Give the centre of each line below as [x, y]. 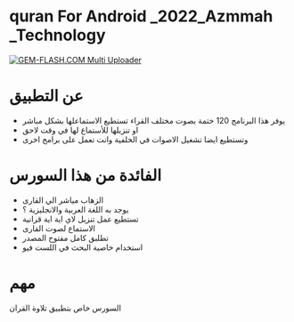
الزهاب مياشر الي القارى [63, 200]
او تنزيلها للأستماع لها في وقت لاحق [80, 130]
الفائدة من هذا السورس [86, 176]
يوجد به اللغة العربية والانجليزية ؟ [75, 209]
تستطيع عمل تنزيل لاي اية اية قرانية [81, 219]
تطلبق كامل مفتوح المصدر [65, 237]
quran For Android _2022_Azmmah [141, 16]
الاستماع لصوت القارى [59, 228]
